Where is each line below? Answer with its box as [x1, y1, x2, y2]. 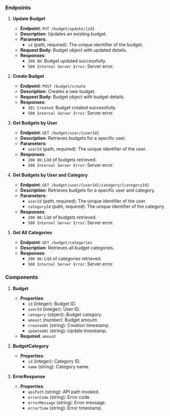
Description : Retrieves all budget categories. [20, 245, 115, 251]
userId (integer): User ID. [27, 306, 80, 312]
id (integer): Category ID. [27, 358, 81, 364]
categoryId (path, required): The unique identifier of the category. [27, 203, 165, 210]
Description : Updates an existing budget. [20, 31, 107, 37]
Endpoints [5, 4, 31, 11]
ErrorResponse [12, 373, 46, 379]
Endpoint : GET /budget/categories [20, 240, 93, 246]
